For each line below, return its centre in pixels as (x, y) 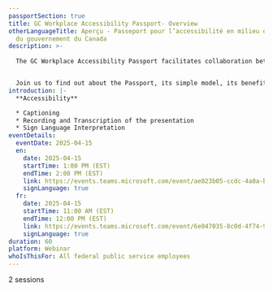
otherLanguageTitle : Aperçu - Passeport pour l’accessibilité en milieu (134, 31)
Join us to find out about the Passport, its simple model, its (127, 83)
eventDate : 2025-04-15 (54, 143)
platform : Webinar (39, 249)
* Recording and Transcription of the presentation (105, 120)
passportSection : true (47, 16)
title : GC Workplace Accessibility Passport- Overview (103, 24)
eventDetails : (32, 136)
